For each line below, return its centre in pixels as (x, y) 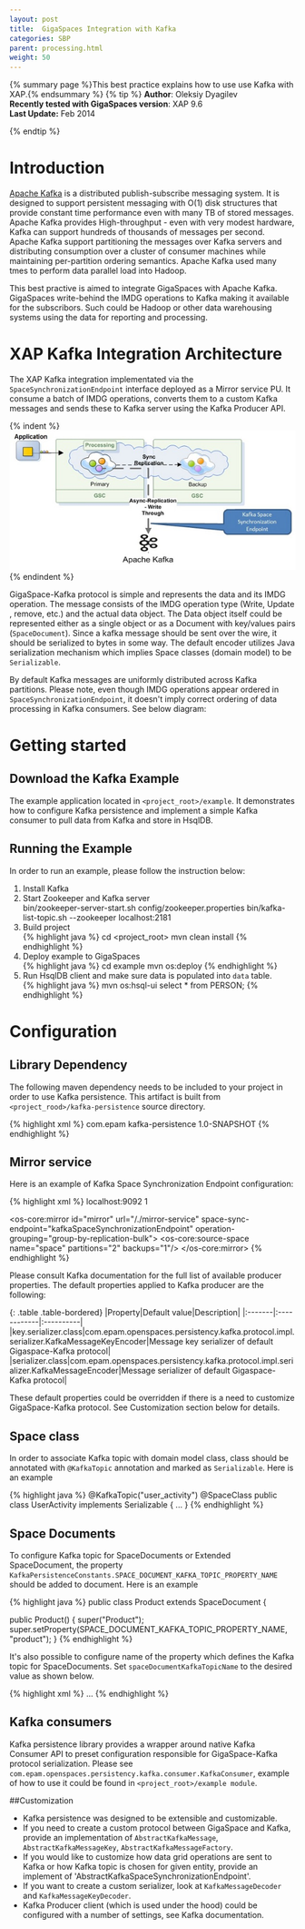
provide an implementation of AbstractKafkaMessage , (120, 1837)
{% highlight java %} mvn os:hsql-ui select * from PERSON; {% (140, 985)
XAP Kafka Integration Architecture (146, 354)
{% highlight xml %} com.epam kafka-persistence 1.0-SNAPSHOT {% (139, 1123)
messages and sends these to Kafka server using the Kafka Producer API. (148, 408)
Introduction (57, 168)
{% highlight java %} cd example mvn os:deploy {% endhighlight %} (150, 966)
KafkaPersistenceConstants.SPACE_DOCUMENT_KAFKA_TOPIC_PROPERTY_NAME (144, 1576)
